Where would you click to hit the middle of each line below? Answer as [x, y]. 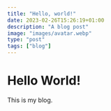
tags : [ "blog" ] [29, 46]
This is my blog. [30, 100]
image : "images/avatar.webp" [50, 33]
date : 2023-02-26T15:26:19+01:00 [56, 20]
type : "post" [26, 40]
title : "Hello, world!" [42, 14]
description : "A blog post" [48, 27]
